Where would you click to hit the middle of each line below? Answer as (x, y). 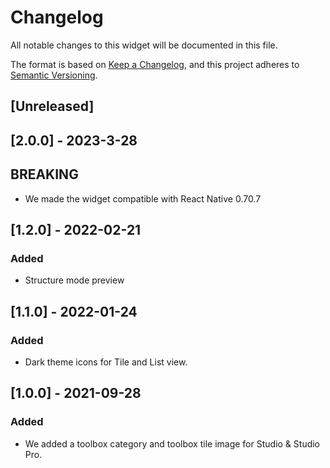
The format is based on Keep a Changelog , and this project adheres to (155, 64)
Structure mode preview (74, 280)
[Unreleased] (52, 106)
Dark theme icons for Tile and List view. (106, 362)
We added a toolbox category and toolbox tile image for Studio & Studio (172, 443)
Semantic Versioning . (54, 75)
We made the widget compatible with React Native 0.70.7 (143, 198)
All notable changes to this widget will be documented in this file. (144, 45)
